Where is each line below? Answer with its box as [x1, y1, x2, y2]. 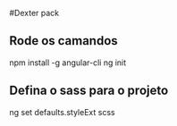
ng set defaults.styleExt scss [9, 106, 115, 117]
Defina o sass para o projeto [9, 83, 169, 98]
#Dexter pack [9, 8, 60, 18]
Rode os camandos [9, 33, 118, 48]
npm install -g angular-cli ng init [9, 57, 127, 68]
